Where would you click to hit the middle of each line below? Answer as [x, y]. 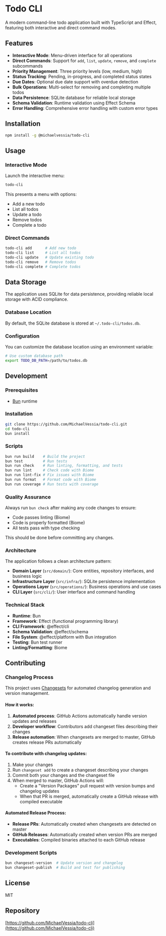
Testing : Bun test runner [37, 642]
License [18, 883]
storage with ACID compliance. [37, 299]
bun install [17, 433]
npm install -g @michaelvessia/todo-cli [48, 135]
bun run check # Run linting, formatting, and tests [64, 466]
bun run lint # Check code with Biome [50, 470]
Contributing [25, 663]
